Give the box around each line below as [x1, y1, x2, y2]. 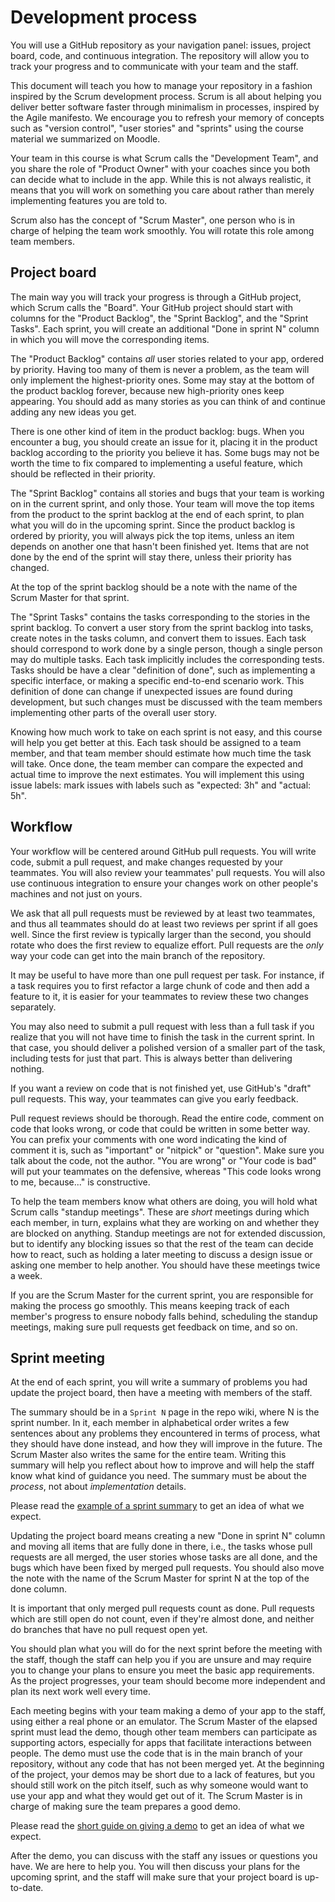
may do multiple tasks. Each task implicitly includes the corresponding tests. [10, 653, 325, 665]
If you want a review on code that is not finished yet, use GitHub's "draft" [10, 1082, 312, 1094]
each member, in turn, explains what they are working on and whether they [10, 1216, 320, 1228]
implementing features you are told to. [10, 194, 168, 206]
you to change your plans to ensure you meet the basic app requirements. [10, 1664, 315, 1676]
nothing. [10, 1062, 45, 1075]
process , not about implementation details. [10, 1481, 187, 1493]
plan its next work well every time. [10, 1686, 151, 1698]
